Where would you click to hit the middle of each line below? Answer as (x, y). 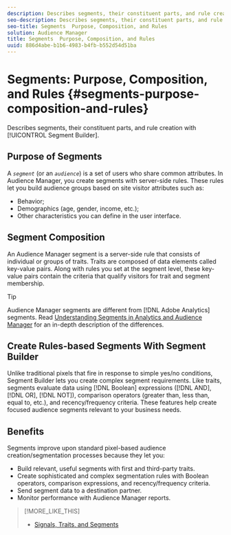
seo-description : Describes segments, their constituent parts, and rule (115, 20)
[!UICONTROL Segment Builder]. (53, 135)
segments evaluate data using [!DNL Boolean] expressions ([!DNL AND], (109, 388)
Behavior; (31, 201)
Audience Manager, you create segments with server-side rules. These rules (115, 180)
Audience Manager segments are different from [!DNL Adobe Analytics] (109, 309)
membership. (26, 283)
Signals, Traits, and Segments (76, 525)
